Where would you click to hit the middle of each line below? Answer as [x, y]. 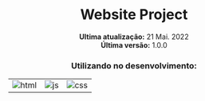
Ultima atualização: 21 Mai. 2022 [134, 37]
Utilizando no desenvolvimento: [134, 65]
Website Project [134, 15]
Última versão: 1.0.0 [134, 45]
